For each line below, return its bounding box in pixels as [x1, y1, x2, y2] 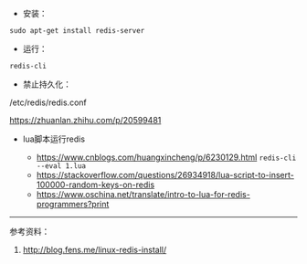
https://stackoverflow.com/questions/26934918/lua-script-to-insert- [36, 170, 294, 180]
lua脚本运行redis [22, 133, 85, 144]
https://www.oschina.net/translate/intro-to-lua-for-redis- [36, 189, 251, 199]
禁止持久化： [22, 79, 71, 90]
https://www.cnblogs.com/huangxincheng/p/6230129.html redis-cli [36, 152, 297, 163]
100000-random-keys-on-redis [36, 179, 155, 190]
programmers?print [36, 199, 110, 209]
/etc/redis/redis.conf [9, 97, 87, 108]
